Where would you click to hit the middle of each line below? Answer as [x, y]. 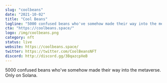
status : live [19, 42]
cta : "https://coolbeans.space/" [40, 28]
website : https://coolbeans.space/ [42, 47]
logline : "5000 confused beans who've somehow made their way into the [81, 24]
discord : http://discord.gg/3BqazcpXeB [46, 56]
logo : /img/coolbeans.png [32, 33]
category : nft [20, 38]
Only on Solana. [21, 76]
